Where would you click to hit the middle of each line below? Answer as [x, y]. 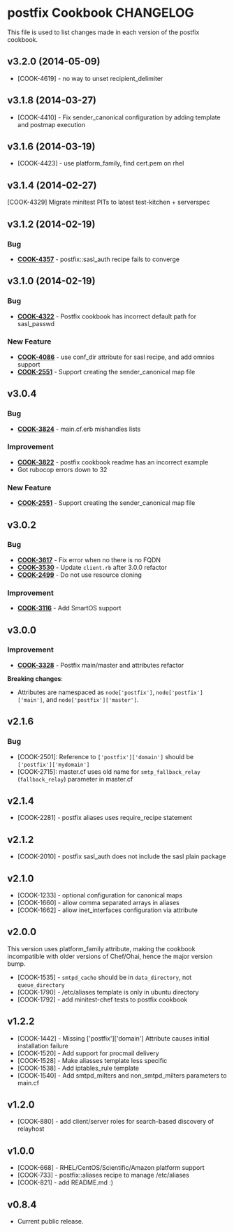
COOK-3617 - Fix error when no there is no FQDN [89, 559]
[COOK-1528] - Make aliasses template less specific [92, 1060]
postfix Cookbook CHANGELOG [101, 13]
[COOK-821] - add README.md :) [65, 1182]
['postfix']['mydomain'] [53, 765]
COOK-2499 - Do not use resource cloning [79, 575]
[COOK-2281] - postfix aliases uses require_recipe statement [105, 818]
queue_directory [41, 985]
